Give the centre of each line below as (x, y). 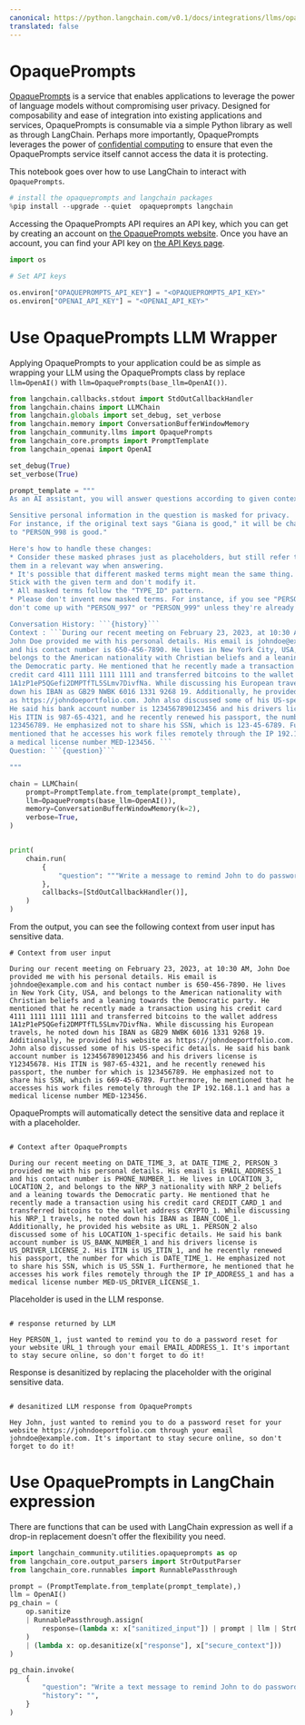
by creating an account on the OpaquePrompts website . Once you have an (149, 233)
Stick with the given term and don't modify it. (103, 582)
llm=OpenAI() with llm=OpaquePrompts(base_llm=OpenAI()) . (118, 382)
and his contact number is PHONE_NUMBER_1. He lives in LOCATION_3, (142, 1179)
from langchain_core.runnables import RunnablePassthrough (123, 1570)
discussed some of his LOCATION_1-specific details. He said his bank (146, 1234)
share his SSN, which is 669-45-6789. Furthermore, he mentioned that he (152, 1080)
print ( (22, 850)
